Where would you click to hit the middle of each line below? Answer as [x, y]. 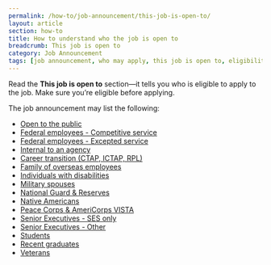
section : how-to [35, 31]
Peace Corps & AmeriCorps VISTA [77, 209]
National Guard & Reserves [65, 192]
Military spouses [47, 183]
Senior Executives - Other [63, 226]
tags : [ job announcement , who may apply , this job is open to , [117, 61]
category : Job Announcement [56, 53]
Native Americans [50, 201]
